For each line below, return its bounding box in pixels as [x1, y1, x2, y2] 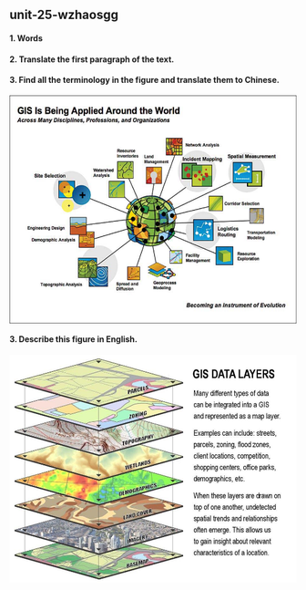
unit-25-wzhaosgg [9, 7, 118, 23]
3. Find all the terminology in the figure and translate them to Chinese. [9, 75, 280, 86]
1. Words [9, 32, 44, 44]
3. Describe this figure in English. [9, 334, 138, 345]
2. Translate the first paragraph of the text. [9, 54, 175, 65]
